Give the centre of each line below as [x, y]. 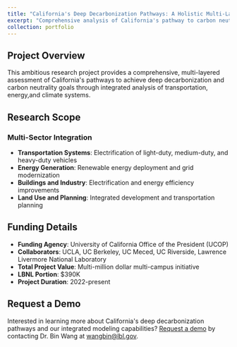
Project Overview [46, 55]
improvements [38, 190]
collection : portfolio [41, 27]
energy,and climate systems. [49, 95]
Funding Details [42, 227]
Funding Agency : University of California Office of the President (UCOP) [123, 244]
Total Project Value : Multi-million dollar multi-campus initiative [108, 267]
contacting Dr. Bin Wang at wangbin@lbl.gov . [73, 336]
